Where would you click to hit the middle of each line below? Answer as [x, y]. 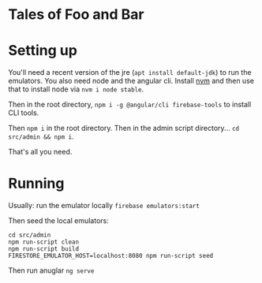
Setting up [43, 51]
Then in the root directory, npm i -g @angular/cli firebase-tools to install [130, 105]
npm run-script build [44, 249]
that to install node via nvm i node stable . [76, 89]
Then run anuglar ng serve [51, 270]
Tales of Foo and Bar [76, 15]
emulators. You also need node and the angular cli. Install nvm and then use [131, 81]
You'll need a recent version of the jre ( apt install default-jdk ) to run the [130, 73]
